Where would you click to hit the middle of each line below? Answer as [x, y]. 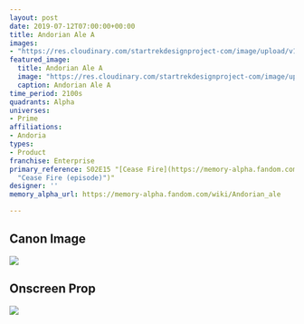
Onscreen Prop [53, 289]
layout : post [34, 18]
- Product [28, 152]
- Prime [24, 119]
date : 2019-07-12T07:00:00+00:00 [72, 26]
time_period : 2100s [46, 93]
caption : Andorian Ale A [64, 85]
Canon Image [47, 239]
